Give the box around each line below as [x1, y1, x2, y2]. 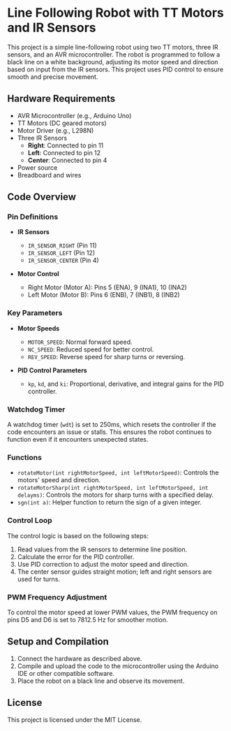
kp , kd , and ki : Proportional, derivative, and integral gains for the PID [27, 379, 225, 388]
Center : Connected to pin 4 [27, 156, 107, 164]
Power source [17, 163, 58, 172]
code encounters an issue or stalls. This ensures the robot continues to [7, 428, 211, 436]
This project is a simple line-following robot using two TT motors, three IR [7, 43, 218, 51]
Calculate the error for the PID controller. [17, 552, 135, 560]
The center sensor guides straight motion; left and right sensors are [17, 567, 212, 576]
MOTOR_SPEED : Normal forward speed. [27, 338, 133, 346]
